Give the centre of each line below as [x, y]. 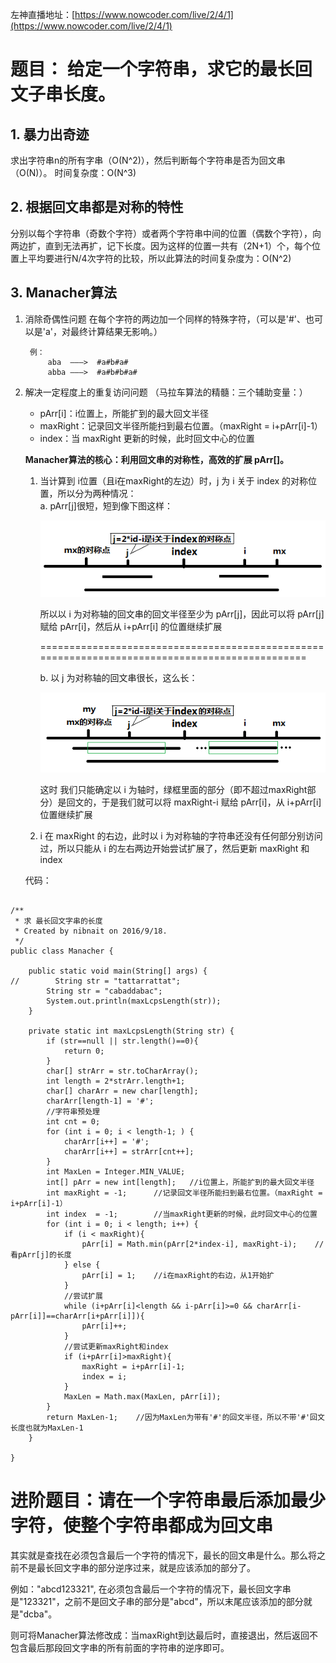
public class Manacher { [62, 951]
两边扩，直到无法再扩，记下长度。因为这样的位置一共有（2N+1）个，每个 [161, 245]
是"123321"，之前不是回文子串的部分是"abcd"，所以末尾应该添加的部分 [157, 1601]
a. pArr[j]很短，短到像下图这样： [106, 505]
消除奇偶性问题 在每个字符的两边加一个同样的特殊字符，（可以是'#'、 [165, 319]
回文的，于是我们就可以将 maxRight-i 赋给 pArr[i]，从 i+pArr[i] [194, 802]
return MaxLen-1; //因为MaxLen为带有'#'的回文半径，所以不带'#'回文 [185, 1417]
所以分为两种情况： [97, 493]
